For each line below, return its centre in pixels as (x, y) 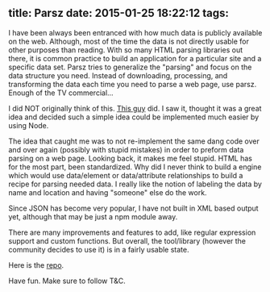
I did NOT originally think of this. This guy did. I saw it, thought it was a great (135, 108)
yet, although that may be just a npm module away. (93, 216)
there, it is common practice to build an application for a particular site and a (135, 58)
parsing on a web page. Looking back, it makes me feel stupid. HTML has (130, 158)
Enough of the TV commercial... (61, 93)
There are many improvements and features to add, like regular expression (132, 232)
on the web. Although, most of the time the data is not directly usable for (129, 41)
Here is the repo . (36, 265)
